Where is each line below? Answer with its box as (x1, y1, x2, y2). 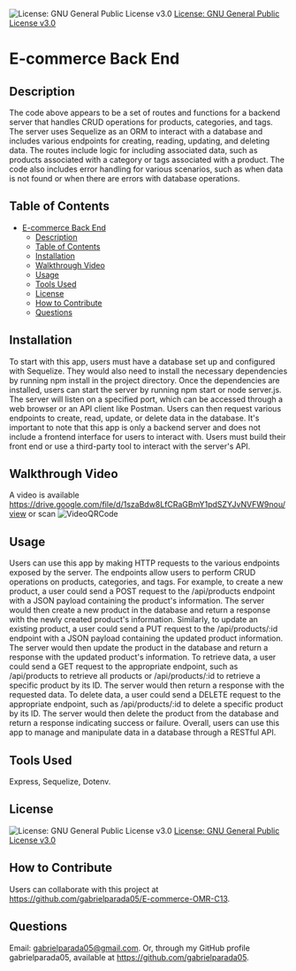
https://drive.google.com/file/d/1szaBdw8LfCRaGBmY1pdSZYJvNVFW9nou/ (9, 499, 285, 510)
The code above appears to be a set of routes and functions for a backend (9, 107, 281, 118)
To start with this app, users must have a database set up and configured (9, 356, 276, 366)
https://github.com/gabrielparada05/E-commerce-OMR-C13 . (9, 893, 231, 904)
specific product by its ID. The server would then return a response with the (9, 680, 285, 690)
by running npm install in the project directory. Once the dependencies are (9, 374, 280, 385)
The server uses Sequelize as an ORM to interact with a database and (9, 127, 263, 136)
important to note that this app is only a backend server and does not (9, 421, 261, 433)
